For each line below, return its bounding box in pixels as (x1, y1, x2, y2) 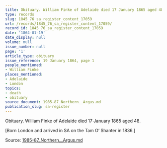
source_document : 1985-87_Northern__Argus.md (5, 100, 101, 105)
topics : (5, 85, 21, 91)
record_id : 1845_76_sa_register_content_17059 (5, 26, 103, 31)
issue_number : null (5, 44, 46, 49)
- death (5, 90, 21, 95)
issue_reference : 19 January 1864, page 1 (5, 58, 94, 63)
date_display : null (5, 35, 46, 40)
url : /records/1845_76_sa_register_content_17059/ (5, 21, 112, 26)
